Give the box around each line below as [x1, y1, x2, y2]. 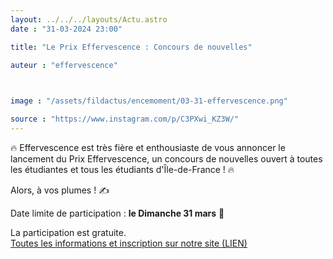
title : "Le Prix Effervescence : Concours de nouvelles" [10, 42, 253, 52]
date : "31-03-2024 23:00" [10, 24, 123, 34]
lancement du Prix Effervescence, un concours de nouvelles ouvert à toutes [10, 152, 323, 165]
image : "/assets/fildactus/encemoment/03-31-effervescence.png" [10, 96, 288, 106]
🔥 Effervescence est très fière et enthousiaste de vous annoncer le [10, 141, 286, 153]
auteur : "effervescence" [10, 60, 118, 70]
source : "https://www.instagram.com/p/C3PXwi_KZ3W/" [10, 114, 240, 125]
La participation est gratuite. [10, 226, 127, 238]
